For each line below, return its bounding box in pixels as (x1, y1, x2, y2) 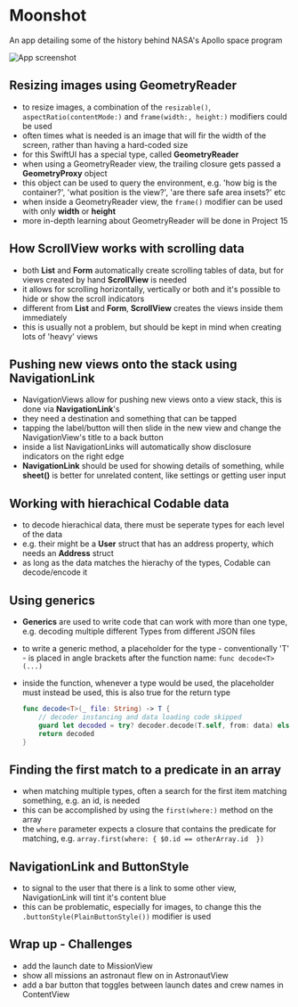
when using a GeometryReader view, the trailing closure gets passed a (21, 158, 282, 169)
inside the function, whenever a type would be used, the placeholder (21, 678, 275, 688)
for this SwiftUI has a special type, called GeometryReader (21, 149, 239, 160)
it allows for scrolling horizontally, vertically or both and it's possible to (21, 283, 281, 294)
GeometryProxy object (21, 168, 109, 178)
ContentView (21, 988, 70, 999)
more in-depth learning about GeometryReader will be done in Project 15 (21, 215, 288, 225)
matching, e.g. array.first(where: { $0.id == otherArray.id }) (21, 833, 265, 844)
